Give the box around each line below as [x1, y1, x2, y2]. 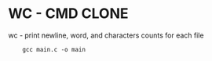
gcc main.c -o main [22, 45, 86, 53]
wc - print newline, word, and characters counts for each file [8, 30, 204, 40]
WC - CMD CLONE [8, 5, 129, 23]
